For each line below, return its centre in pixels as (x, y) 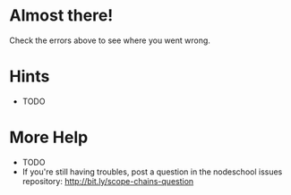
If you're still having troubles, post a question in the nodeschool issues (152, 172)
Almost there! (61, 16)
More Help (49, 137)
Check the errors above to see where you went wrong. (110, 40)
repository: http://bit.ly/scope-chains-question (108, 181)
